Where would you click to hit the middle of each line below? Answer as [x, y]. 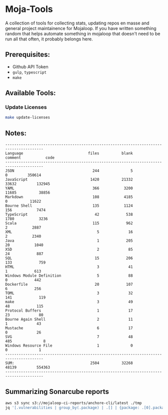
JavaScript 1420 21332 [69, 180]
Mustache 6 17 [69, 328]
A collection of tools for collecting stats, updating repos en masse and [77, 23]
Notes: [16, 133]
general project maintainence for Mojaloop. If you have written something [81, 28]
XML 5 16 [69, 232]
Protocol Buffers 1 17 [69, 311]
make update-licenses [28, 118]
